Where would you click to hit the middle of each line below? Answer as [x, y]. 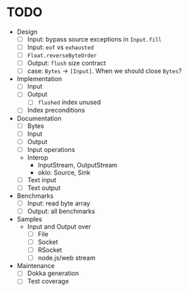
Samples [30, 219]
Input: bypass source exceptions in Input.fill [94, 39]
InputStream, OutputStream [77, 165]
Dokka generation [53, 273]
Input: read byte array [59, 203]
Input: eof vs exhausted [60, 47]
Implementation [39, 79]
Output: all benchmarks [61, 211]
